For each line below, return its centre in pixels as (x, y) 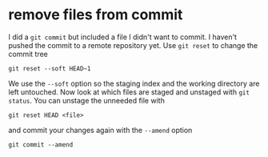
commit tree (28, 54)
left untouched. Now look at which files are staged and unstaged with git (129, 92)
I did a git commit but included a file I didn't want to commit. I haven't (123, 37)
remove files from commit (96, 15)
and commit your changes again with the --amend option (100, 130)
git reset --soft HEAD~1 (50, 68)
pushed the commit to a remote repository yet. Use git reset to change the (133, 45)
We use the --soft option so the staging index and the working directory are (134, 83)
